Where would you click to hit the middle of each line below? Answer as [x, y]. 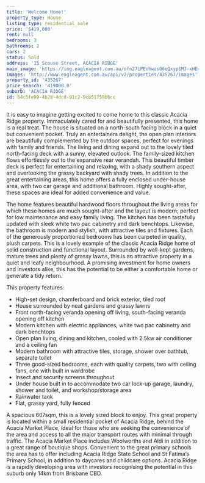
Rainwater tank [34, 396]
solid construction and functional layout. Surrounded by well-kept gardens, [101, 249]
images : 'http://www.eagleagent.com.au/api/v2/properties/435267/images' [102, 74]
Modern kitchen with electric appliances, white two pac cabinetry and [103, 325]
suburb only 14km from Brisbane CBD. [54, 473]
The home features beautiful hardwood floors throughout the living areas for [102, 204]
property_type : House [34, 18]
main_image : [21, 69]
